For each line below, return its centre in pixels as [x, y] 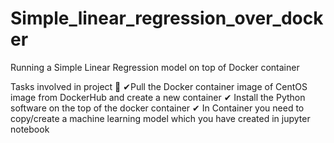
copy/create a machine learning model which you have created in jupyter [160, 118]
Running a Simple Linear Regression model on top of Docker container [155, 67]
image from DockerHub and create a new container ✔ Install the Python [158, 97]
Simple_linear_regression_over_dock [167, 18]
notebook [30, 129]
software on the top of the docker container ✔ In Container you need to [157, 108]
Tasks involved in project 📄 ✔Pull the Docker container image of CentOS [159, 86]
